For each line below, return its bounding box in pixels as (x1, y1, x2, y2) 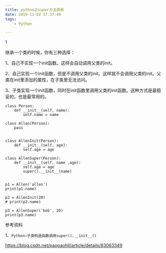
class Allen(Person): (5, 121, 50, 126)
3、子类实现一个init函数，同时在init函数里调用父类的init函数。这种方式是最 (5, 88, 157, 94)
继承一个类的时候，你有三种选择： (5, 49, 75, 55)
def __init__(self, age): (14, 143, 68, 148)
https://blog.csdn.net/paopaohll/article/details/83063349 (5, 243, 123, 249)
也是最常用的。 (18, 94, 49, 100)
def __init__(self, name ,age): (14, 160, 81, 165)
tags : (5, 16, 16, 21)
